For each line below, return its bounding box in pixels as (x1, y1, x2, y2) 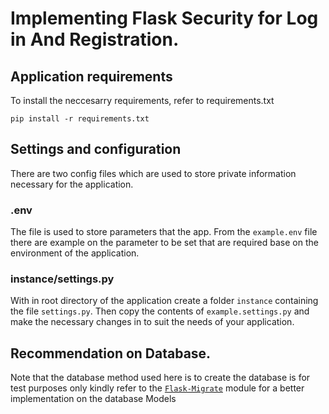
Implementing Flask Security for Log (10, 7, 319, 30)
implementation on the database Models (10, 393, 177, 405)
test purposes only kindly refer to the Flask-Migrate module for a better (10, 382, 305, 394)
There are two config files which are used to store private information (10, 167, 297, 179)
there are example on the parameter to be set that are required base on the (10, 237, 319, 249)
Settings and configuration (10, 141, 182, 158)
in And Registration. (10, 28, 180, 51)
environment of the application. (10, 247, 140, 259)
